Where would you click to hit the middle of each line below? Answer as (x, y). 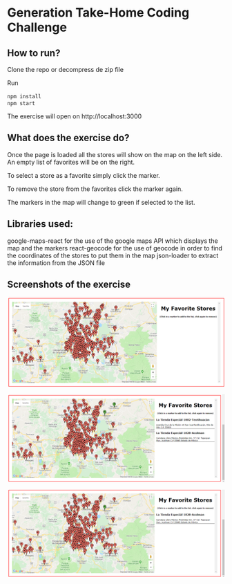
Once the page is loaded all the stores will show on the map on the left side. (115, 154)
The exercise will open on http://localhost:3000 (75, 116)
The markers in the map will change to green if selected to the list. (101, 202)
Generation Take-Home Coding (98, 13)
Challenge (37, 27)
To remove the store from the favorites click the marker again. (95, 189)
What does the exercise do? (68, 138)
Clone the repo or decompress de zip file (66, 70)
